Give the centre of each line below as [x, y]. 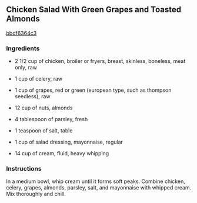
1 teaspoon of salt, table [44, 131]
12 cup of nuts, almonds [44, 108]
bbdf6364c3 [21, 33]
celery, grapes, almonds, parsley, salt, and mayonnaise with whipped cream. [99, 188]
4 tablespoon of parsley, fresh [51, 119]
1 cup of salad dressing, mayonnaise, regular [69, 142]
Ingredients [23, 48]
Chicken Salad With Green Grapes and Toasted [94, 10]
